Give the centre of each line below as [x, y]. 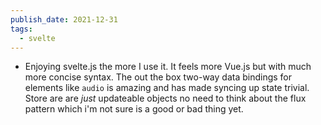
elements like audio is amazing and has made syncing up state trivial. [167, 88]
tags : [21, 29]
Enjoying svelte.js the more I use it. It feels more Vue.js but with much [168, 67]
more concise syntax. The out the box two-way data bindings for [158, 77]
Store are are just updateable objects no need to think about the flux [165, 98]
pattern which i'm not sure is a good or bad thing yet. [134, 109]
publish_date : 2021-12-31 [64, 19]
